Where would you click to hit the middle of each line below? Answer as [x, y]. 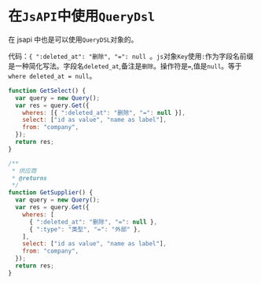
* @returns [29, 178]
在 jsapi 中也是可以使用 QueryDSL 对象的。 [73, 39]
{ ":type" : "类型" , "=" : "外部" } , [85, 229]
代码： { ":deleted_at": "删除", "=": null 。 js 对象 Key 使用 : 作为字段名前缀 [131, 56]
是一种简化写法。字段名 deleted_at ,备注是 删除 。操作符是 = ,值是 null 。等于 [125, 66]
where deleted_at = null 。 [52, 76]
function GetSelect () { [47, 90]
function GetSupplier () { [50, 193]
